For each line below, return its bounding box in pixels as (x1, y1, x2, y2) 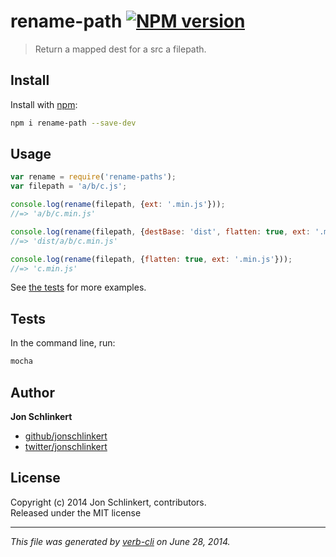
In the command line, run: (10, 337, 116, 349)
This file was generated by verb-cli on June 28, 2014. (10, 535, 231, 547)
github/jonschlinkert (24, 430, 108, 442)
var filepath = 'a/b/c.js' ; (10, 181, 128, 192)
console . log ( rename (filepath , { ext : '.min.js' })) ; (10, 200, 226, 210)
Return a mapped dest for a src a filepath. (34, 43, 207, 55)
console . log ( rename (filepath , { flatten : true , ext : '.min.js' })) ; (10, 254, 293, 264)
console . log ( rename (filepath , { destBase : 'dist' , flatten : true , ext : (10, 226, 311, 237)
